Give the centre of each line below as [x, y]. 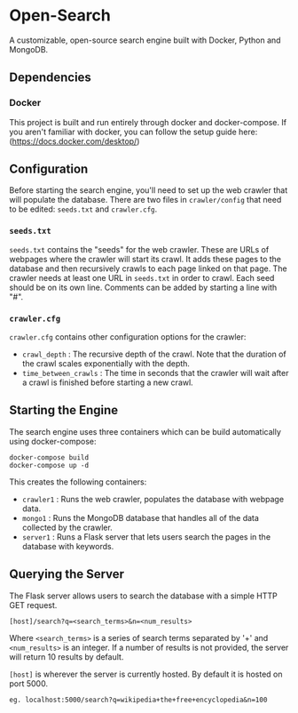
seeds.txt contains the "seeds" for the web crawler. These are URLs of [139, 249]
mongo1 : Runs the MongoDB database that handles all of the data [141, 517]
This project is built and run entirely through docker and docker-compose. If [148, 122]
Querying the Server [67, 574]
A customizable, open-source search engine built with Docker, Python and [145, 40]
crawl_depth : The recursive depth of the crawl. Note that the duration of [154, 354]
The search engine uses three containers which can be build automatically [145, 431]
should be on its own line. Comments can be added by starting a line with [143, 287]
